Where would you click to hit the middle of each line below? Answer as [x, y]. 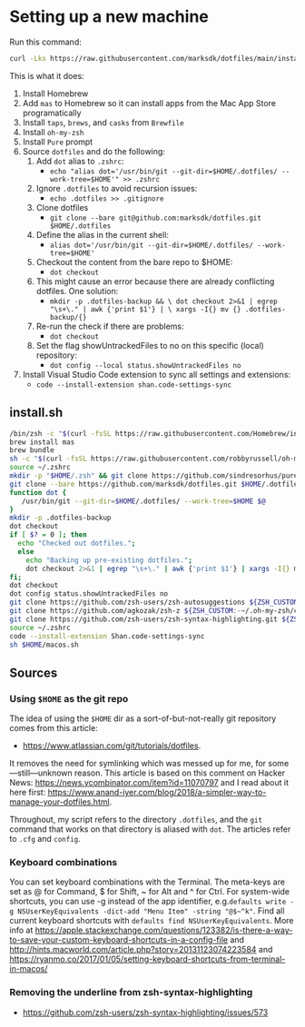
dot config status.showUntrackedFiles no [89, 594]
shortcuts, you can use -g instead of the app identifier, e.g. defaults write [148, 902]
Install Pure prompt [58, 142]
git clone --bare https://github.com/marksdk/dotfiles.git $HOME [135, 484]
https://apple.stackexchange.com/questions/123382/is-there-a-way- [164, 930]
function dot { [38, 492]
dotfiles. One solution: [77, 291]
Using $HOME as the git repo [69, 698]
